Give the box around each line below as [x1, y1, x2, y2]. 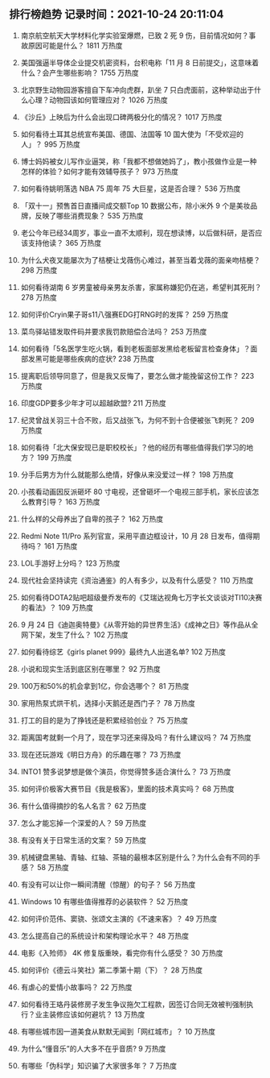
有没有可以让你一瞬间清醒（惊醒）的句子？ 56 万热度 [20, 879, 196, 889]
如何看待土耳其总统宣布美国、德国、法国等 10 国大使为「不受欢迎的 [20, 129, 244, 139]
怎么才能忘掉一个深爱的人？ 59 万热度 [20, 818, 147, 827]
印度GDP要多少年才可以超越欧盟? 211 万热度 [20, 398, 167, 408]
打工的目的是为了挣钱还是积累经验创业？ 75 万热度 [20, 715, 188, 725]
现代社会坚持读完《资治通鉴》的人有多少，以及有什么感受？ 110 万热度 [20, 575, 254, 585]
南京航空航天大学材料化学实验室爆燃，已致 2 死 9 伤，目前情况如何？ [20, 31, 249, 40]
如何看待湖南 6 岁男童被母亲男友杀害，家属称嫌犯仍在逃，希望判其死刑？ [20, 282, 262, 292]
